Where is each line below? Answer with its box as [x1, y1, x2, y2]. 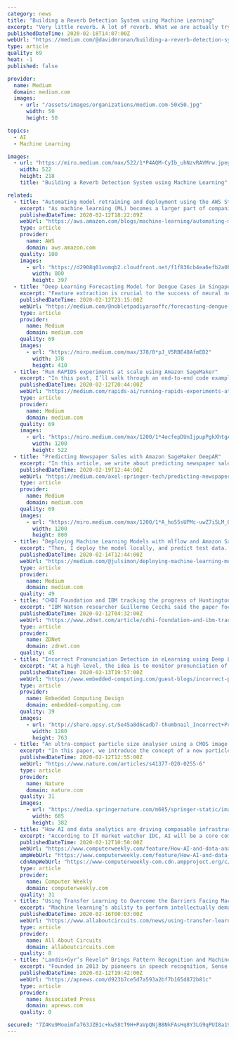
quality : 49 [20, 591, 55, 598]
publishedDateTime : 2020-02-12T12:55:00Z [20, 754, 143, 761]
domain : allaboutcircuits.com [25, 943, 114, 950]
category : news [7, 10, 52, 18]
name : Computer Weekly [25, 878, 93, 885]
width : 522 [20, 166, 52, 173]
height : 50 [25, 115, 58, 122]
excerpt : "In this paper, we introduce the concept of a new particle [20, 747, 231, 754]
